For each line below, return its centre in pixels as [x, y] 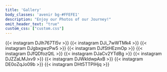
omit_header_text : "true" [32, 24]
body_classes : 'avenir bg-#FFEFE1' [43, 15]
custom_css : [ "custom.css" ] [35, 29]
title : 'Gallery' [23, 10]
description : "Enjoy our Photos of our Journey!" [58, 19]
